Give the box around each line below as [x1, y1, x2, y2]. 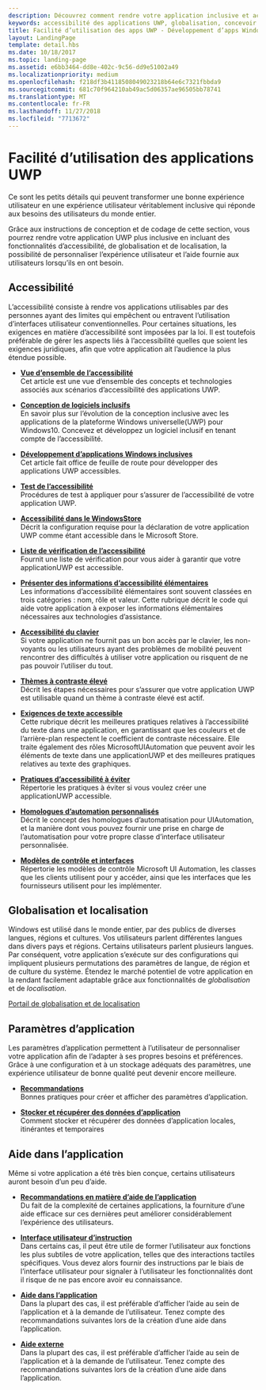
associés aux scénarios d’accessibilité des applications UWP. [20, 385, 221, 394]
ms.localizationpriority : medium [8, 71, 119, 78]
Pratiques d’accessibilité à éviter [20, 774, 131, 783]
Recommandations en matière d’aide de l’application [20, 1193, 196, 1202]
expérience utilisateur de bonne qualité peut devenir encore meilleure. [8, 1068, 237, 1078]
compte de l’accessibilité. [20, 434, 104, 443]
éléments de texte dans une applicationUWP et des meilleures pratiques [20, 750, 256, 760]
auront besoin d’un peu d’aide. [8, 1177, 108, 1186]
